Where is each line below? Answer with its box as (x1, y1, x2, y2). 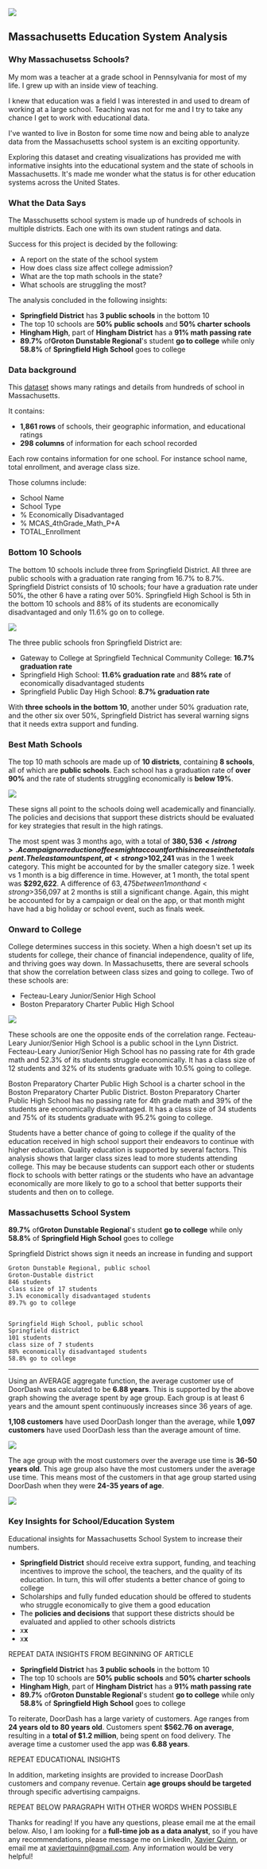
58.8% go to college (8, 1355, 77, 1363)
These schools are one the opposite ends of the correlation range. (8, 1030, 226, 1040)
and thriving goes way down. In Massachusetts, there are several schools (8, 959, 249, 968)
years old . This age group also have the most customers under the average (8, 1464, 256, 1474)
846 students (8, 1278, 52, 1286)
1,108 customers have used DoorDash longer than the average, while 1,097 (8, 1417, 256, 1426)
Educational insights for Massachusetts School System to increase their (8, 1534, 243, 1543)
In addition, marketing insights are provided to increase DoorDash (8, 1770, 224, 1779)
